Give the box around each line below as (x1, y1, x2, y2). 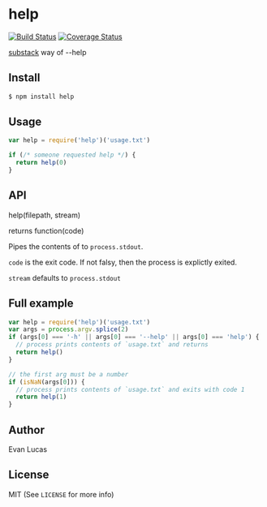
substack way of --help (8, 47, 87, 57)
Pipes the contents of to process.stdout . (8, 241, 144, 251)
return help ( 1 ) (15, 393, 67, 402)
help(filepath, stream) (8, 210, 81, 220)
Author (8, 423, 45, 436)
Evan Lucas (8, 445, 47, 454)
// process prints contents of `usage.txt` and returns (15, 341, 209, 349)
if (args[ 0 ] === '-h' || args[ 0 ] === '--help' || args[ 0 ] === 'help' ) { (8, 333, 260, 342)
